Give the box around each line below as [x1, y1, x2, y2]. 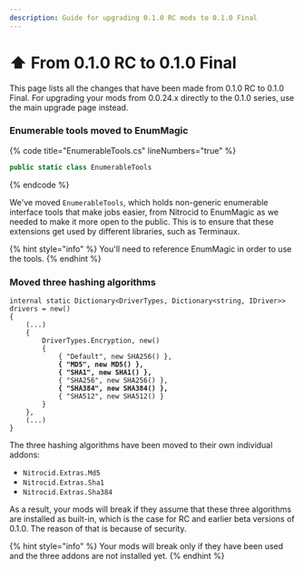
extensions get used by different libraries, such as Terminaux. [9, 225, 240, 236]
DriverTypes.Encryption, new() [42, 336, 161, 345]
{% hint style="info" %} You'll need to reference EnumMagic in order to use [9, 243, 292, 255]
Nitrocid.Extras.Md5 [22, 469, 101, 478]
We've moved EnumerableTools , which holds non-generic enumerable [9, 196, 269, 207]
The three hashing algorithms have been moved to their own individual [9, 440, 273, 451]
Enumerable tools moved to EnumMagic [9, 125, 189, 137]
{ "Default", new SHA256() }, [57, 352, 172, 362]
